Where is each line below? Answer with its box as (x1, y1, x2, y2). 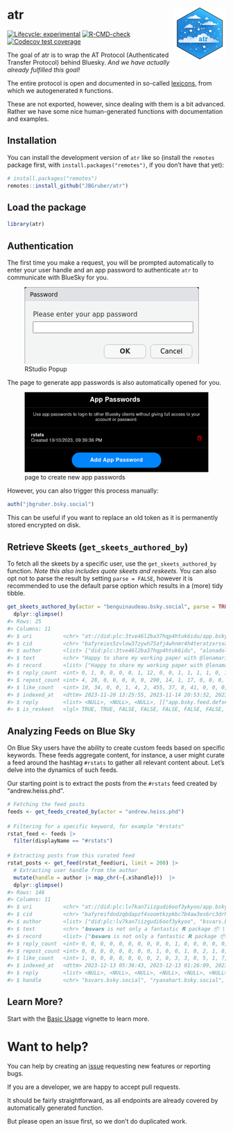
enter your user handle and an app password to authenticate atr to (7, 266, 199, 274)
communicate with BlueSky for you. (7, 273, 109, 281)
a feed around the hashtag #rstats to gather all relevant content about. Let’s (7, 758, 225, 767)
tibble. (7, 589, 26, 598)
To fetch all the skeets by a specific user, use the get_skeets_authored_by (7, 559, 217, 568)
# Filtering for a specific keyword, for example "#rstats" (7, 823, 185, 830)
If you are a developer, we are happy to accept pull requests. (7, 1083, 181, 1091)
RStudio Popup (24, 365, 67, 373)
